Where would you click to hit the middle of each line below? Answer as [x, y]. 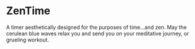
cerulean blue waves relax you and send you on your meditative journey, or [97, 33]
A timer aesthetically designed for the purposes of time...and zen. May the [97, 27]
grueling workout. [27, 40]
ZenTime [28, 11]
